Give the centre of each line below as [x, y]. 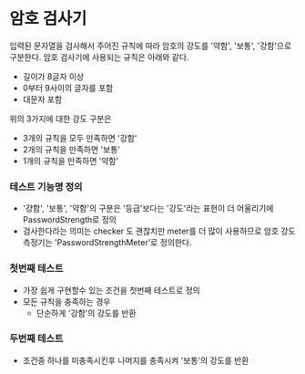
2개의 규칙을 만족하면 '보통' [71, 149]
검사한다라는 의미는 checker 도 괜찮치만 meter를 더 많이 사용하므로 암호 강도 [159, 231]
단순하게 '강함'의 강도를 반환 [86, 313]
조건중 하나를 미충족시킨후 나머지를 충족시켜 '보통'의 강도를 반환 [136, 360]
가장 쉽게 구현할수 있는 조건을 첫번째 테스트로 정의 [111, 290]
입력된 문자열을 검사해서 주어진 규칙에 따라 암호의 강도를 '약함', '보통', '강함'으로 [151, 46]
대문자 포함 [42, 99]
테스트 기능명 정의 [46, 186]
